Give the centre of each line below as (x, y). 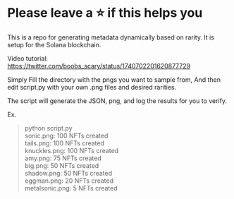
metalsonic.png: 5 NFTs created (71, 188)
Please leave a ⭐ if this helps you (105, 13)
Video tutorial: (27, 58)
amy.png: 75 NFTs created (63, 158)
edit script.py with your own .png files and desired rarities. (92, 87)
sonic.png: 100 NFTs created (66, 135)
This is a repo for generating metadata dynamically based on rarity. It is (111, 37)
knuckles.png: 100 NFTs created (71, 150)
